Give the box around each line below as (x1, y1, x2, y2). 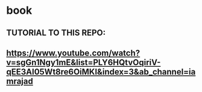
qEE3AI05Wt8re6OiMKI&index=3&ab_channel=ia (6, 67, 196, 77)
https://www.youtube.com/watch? (6, 48, 140, 58)
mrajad (6, 76, 33, 86)
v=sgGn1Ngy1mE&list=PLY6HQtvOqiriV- (6, 57, 161, 67)
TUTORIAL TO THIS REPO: (6, 28, 106, 38)
